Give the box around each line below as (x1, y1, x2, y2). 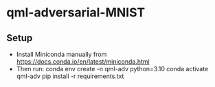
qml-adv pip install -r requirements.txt (16, 72, 124, 80)
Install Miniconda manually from (16, 50, 107, 58)
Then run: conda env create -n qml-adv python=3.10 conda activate (16, 65, 209, 73)
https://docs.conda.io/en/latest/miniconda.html (16, 58, 150, 66)
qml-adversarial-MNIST (6, 5, 146, 21)
